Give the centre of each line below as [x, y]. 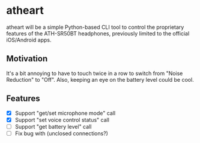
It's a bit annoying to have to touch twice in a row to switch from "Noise [95, 73]
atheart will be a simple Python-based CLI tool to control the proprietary [95, 27]
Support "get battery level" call [53, 126]
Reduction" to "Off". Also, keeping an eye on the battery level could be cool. [100, 79]
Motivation [27, 59]
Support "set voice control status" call [62, 120]
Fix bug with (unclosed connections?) [61, 133]
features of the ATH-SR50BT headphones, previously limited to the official [98, 33]
